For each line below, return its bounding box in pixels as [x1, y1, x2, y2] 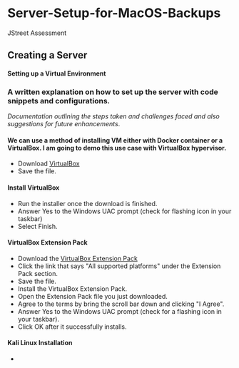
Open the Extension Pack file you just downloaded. [17, 292, 168, 300]
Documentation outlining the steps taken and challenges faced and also [7, 112, 220, 121]
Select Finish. [17, 222, 59, 230]
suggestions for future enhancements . [7, 120, 121, 128]
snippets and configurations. [7, 96, 111, 106]
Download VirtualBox [17, 159, 80, 168]
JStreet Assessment [7, 29, 67, 37]
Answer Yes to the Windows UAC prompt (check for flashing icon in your [17, 207, 232, 215]
